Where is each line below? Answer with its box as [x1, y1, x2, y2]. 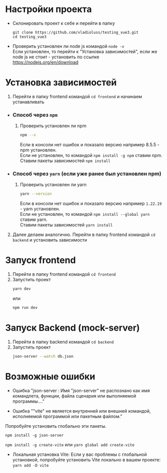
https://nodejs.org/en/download [12, 59, 79, 65]
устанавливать [12, 99, 45, 105]
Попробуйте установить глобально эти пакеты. [5, 423, 107, 429]
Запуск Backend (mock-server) [5, 322, 140, 334]
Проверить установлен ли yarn [20, 182, 87, 188]
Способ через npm [12, 111, 58, 118]
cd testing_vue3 [12, 34, 47, 39]
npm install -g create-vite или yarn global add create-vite [5, 441, 134, 447]
